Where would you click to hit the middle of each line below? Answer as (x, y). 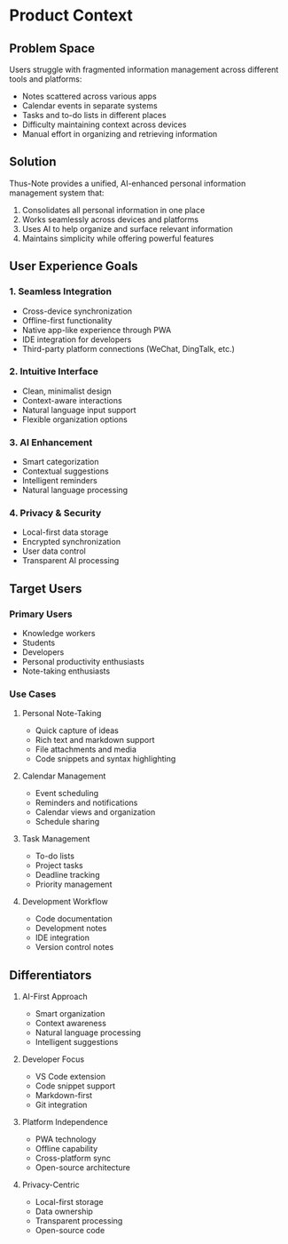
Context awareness (70, 1024)
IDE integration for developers (77, 339)
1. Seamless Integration (61, 291)
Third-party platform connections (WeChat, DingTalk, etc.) (128, 348)
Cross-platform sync (73, 1158)
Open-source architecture (83, 1168)
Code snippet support (75, 1086)
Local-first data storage (65, 532)
